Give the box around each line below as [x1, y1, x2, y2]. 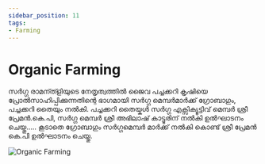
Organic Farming [8, 60, 121, 78]
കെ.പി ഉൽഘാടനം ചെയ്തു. [8, 132, 93, 141]
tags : [8, 19, 26, 27]
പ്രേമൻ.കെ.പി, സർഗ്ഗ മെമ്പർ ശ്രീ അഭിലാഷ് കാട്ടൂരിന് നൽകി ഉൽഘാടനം [8, 113, 244, 123]
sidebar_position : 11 [8, 11, 80, 20]
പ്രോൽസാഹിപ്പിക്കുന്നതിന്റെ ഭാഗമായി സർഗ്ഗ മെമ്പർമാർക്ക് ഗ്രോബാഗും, [8, 96, 236, 105]
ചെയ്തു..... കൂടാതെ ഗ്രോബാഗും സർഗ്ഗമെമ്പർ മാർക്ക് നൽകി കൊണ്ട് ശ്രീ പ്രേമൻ [8, 122, 257, 132]
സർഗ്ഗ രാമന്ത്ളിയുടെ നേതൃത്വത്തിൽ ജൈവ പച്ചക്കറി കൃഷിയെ [8, 86, 209, 96]
